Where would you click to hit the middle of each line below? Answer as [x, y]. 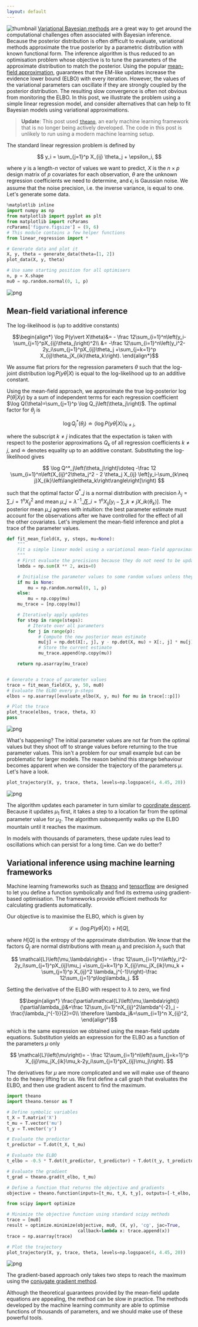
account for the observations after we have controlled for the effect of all [95, 515]
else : [24, 593]
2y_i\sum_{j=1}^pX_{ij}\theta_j [78, 349]
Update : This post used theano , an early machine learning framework [105, 121]
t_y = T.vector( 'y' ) [32, 1129]
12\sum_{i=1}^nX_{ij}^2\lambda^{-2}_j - [132, 1007]
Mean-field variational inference [67, 311]
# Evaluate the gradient [37, 1171]
